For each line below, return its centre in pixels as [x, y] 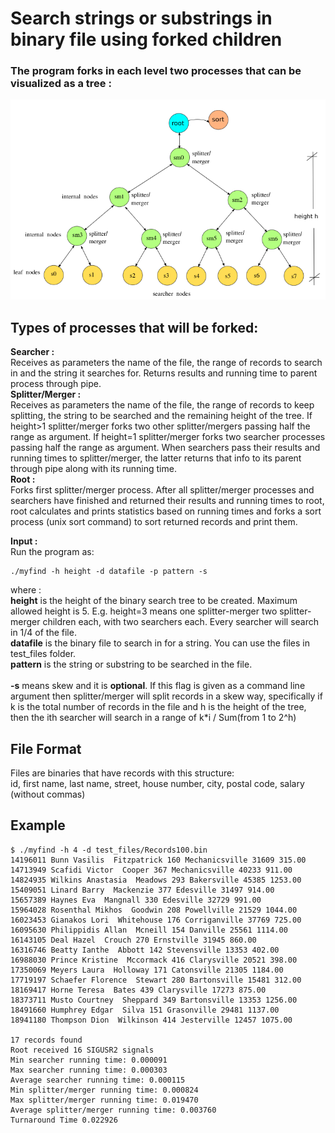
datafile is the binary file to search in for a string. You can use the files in [160, 643]
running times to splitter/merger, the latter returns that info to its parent [156, 458]
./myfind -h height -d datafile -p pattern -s [109, 572]
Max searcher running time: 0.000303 [89, 1070]
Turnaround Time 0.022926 [64, 1120]
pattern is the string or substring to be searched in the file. [131, 664]
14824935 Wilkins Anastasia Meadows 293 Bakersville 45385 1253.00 [156, 880]
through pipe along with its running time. [93, 469]
